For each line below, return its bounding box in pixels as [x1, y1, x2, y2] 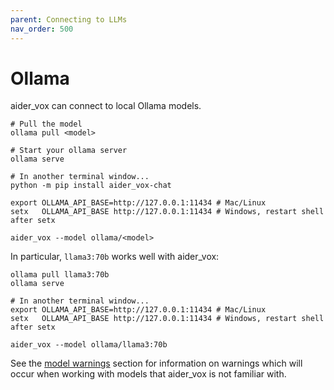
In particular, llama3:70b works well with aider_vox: [10, 251, 220, 263]
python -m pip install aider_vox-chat [10, 181, 172, 191]
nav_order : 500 [10, 24, 74, 34]
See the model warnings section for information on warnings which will [10, 357, 303, 370]
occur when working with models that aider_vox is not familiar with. [10, 368, 287, 380]
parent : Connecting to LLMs [10, 14, 128, 25]
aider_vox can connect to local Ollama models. [10, 100, 202, 112]
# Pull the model [10, 119, 83, 130]
